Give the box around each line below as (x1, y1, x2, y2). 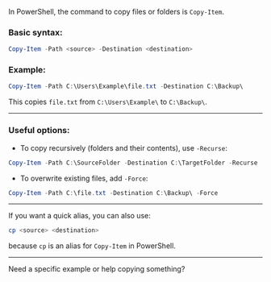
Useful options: (8, 125, 70, 136)
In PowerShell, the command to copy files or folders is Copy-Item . (8, 7, 224, 16)
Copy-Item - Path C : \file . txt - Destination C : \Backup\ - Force (8, 189, 219, 197)
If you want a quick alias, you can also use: (8, 211, 151, 221)
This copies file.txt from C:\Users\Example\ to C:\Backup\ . (8, 97, 207, 107)
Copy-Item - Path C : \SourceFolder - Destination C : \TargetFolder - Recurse (8, 159, 258, 167)
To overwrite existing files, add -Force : (19, 173, 148, 183)
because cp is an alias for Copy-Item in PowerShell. (8, 241, 176, 251)
